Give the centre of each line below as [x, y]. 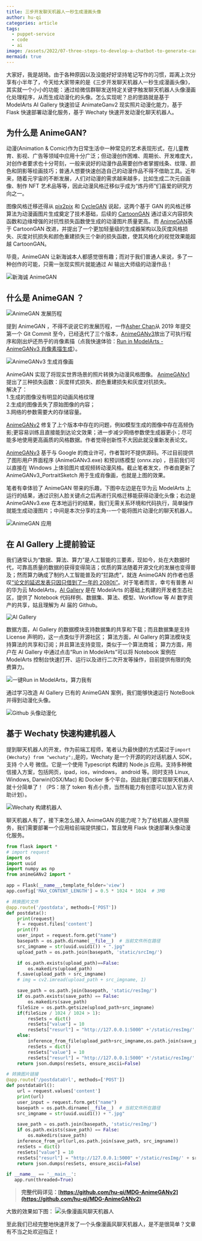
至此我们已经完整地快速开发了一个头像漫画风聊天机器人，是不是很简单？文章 [101, 1224]
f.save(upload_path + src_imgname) [62, 974]
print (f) [28, 930]
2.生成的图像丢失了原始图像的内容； [51, 404]
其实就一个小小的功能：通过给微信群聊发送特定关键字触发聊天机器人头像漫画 [101, 89]
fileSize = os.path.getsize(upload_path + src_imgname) [86, 1007]
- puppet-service [33, 34]
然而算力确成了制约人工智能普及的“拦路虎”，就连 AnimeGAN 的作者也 [103, 575]
